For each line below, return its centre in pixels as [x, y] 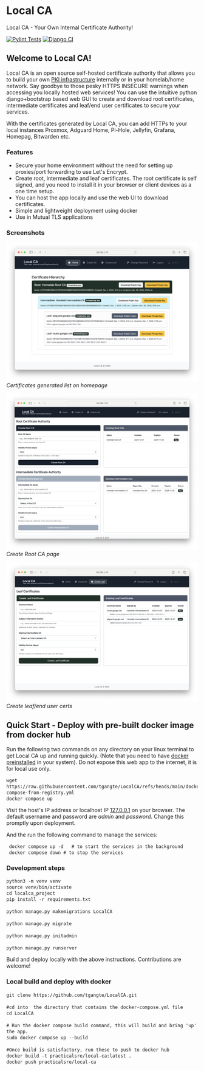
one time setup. [35, 191]
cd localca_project [31, 894]
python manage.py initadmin [42, 936]
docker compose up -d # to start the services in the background [96, 847]
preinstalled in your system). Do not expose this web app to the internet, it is [102, 762]
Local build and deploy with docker [59, 982]
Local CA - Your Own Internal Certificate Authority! [70, 27]
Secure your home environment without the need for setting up [94, 165]
